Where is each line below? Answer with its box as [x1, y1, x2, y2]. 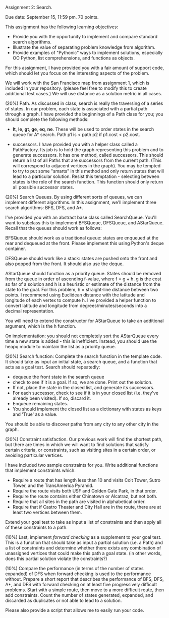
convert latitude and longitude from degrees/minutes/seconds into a [5, 302, 147, 308]
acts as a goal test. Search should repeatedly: [5, 364, 100, 370]
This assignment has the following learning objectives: [5, 24, 119, 30]
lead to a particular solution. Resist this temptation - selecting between [12, 173, 160, 179]
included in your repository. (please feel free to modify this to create [5, 85, 147, 91]
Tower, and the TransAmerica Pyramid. [12, 482, 94, 488]
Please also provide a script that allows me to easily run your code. [5, 607, 145, 613]
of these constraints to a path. [5, 524, 68, 530]
